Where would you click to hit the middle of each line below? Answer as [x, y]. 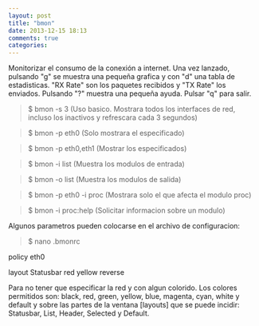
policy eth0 [27, 257]
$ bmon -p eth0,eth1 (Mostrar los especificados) [107, 149]
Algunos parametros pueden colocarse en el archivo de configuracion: [124, 226]
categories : [28, 46]
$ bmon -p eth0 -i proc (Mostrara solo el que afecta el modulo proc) [139, 195]
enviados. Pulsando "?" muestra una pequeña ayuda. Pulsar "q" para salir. [130, 93]
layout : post [30, 16]
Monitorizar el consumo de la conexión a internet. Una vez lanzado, [119, 68]
